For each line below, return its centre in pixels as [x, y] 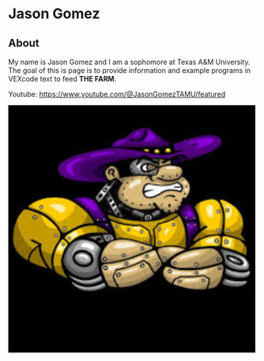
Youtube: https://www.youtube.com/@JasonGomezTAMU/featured [117, 94]
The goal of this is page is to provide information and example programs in [130, 70]
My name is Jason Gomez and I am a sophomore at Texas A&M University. [129, 62]
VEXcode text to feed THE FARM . [62, 79]
